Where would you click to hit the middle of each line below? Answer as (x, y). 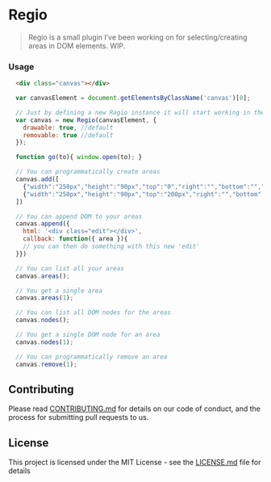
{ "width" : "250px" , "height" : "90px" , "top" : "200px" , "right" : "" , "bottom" (142, 194)
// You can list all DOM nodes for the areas (94, 312)
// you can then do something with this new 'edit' (111, 247)
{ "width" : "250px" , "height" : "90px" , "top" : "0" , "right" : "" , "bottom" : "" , (142, 187)
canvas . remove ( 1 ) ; (47, 364)
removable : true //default (68, 135)
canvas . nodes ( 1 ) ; (45, 342)
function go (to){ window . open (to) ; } (79, 157)
